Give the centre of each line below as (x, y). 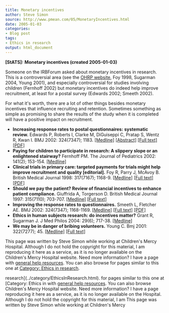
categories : (18, 29)
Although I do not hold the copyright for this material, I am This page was (81, 299)
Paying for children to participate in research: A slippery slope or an (85, 150)
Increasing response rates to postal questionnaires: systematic (80, 129)
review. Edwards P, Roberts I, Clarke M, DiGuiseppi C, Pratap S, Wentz (86, 134)
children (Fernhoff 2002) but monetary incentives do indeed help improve (82, 88)
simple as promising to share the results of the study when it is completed (82, 114)
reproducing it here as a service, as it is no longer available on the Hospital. (83, 294)
